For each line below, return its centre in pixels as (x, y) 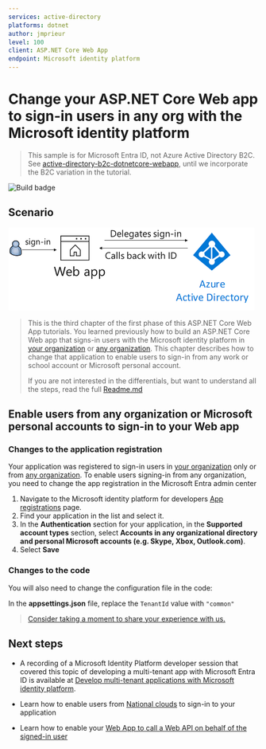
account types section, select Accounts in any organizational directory (139, 533)
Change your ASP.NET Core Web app (133, 99)
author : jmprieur (37, 33)
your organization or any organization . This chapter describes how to (141, 348)
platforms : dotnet (39, 25)
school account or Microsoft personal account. (104, 365)
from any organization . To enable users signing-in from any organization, (127, 475)
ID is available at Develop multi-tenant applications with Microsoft (127, 680)
